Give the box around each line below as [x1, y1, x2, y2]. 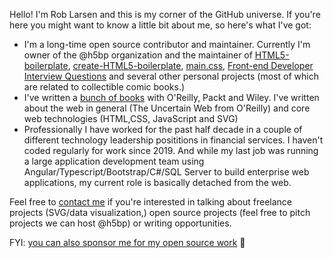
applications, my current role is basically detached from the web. [23, 177, 292, 188]
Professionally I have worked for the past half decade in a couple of [23, 124, 303, 135]
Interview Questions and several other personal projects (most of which [23, 70, 319, 82]
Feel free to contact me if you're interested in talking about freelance [9, 196, 292, 208]
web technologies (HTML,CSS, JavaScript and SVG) [23, 113, 239, 124]
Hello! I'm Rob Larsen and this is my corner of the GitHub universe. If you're [9, 9, 321, 20]
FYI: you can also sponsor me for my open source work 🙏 [9, 237, 246, 248]
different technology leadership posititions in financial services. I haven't [23, 134, 324, 146]
